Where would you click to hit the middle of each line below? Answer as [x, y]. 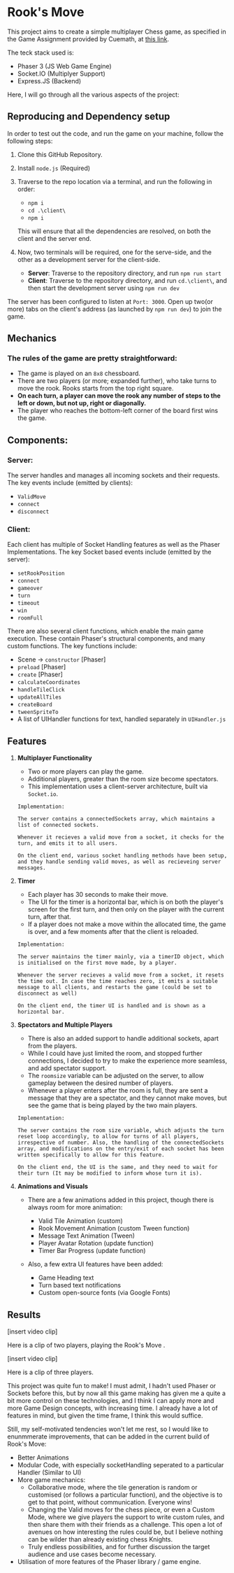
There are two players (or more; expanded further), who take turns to [117, 381]
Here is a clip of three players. [51, 1372]
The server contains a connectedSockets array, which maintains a [116, 819]
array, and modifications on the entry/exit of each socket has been [121, 1149]
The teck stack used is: [41, 53]
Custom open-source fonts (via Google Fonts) [104, 1293]
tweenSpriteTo [38, 712]
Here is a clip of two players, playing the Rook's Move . [86, 1345]
